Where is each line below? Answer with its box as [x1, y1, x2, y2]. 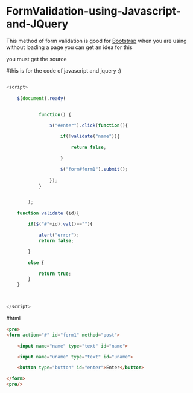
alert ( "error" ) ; [38, 232, 80, 239]
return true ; [38, 271, 71, 277]
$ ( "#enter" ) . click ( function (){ [49, 122, 128, 128]
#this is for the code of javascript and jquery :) [6, 67, 122, 74]
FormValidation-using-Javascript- [6, 4, 182, 18]
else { [28, 259, 45, 266]
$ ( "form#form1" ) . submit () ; [60, 166, 128, 172]
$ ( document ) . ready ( [17, 95, 66, 101]
